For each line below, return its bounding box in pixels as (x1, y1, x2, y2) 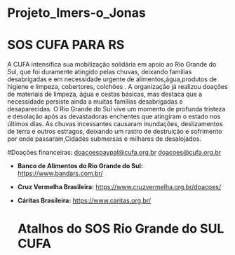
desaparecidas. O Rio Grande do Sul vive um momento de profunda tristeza (7, 105, 226, 113)
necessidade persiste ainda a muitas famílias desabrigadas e (7, 97, 184, 106)
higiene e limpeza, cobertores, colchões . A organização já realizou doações (7, 83, 228, 91)
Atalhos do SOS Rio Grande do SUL (17, 221, 224, 237)
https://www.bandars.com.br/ (17, 170, 103, 178)
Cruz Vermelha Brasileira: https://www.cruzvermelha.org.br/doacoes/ (17, 183, 222, 191)
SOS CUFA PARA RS (7, 37, 125, 53)
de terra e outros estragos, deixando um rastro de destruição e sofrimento (7, 127, 222, 136)
